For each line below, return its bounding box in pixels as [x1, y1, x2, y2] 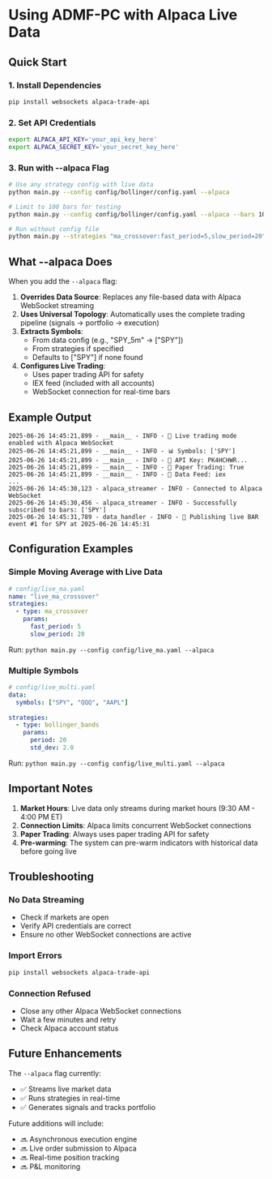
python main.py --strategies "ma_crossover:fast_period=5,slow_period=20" [8, 233, 266, 241]
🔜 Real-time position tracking [19, 1152, 120, 1162]
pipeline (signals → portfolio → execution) [19, 318, 159, 328]
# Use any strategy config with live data [8, 181, 154, 189]
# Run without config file [8, 225, 100, 233]
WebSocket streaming [19, 301, 95, 311]
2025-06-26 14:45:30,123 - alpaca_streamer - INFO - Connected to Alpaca [8, 484, 263, 492]
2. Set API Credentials [8, 117, 96, 128]
